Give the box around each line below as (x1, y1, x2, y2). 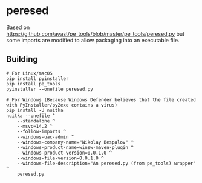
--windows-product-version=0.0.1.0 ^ (17, 150, 112, 156)
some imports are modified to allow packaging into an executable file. (6, 36, 180, 44)
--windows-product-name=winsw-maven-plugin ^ (17, 144, 134, 150)
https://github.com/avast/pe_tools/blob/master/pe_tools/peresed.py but (6, 30, 185, 37)
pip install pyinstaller (6, 75, 69, 82)
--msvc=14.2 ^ (17, 123, 53, 129)
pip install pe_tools (6, 81, 61, 87)
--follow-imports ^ (17, 128, 67, 135)
